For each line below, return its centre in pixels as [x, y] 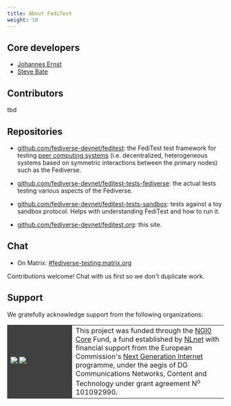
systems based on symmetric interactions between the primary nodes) [117, 162]
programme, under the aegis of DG [131, 365]
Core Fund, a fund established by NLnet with [147, 339]
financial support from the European [134, 348]
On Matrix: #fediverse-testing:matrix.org [74, 263]
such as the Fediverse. [49, 170]
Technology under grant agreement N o [138, 383]
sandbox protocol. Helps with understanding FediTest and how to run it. [118, 211]
